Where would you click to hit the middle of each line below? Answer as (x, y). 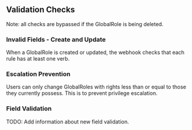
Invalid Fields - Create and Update (56, 39)
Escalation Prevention (39, 74)
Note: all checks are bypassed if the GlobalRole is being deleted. (85, 24)
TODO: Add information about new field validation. (68, 122)
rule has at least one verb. (38, 59)
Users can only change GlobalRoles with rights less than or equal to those (96, 87)
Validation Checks (41, 10)
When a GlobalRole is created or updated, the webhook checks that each (95, 52)
